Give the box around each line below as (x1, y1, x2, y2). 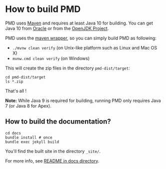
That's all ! (5, 87, 26, 93)
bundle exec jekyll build (5, 139, 59, 144)
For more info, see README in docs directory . (5, 157, 99, 163)
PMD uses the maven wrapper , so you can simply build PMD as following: (5, 35, 156, 41)
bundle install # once (5, 135, 52, 140)
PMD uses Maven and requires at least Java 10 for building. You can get (5, 20, 153, 26)
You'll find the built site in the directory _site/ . (5, 148, 101, 154)
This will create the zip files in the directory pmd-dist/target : (5, 65, 130, 71)
